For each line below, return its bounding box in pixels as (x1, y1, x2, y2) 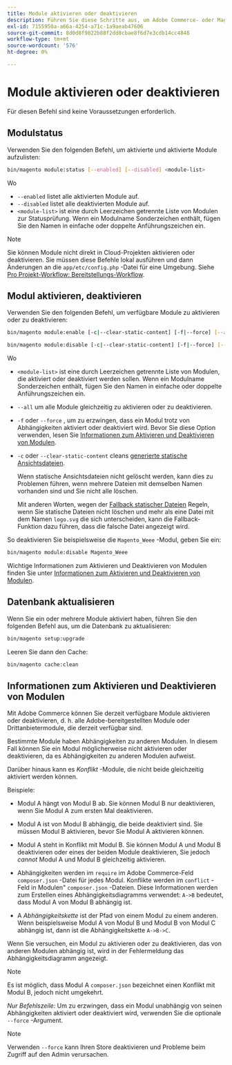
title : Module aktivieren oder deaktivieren (7, 10, 137, 17)
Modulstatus (7, 127, 64, 139)
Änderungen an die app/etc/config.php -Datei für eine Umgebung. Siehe (7, 263, 215, 271)
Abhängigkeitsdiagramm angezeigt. (7, 954, 108, 963)
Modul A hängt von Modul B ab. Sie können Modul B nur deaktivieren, (17, 799, 215, 808)
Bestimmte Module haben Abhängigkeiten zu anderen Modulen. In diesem (7, 737, 217, 745)
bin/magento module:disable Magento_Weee (7, 549, 128, 556)
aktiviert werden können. (7, 772, 78, 781)
